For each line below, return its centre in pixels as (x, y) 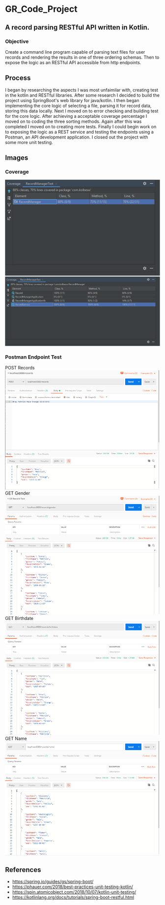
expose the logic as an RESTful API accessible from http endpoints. (73, 62)
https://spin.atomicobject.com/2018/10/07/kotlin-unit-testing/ (74, 892)
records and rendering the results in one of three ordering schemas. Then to (82, 57)
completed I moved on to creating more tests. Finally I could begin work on (81, 126)
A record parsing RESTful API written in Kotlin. (77, 27)
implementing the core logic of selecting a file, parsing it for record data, (78, 106)
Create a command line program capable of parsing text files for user (75, 52)
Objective (17, 41)
